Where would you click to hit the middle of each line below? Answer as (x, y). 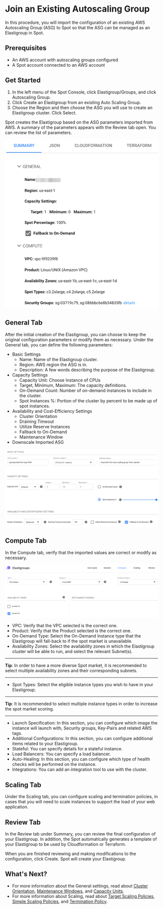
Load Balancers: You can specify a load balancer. (61, 754)
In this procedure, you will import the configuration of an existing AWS (75, 22)
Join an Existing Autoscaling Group (77, 9)
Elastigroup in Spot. (24, 33)
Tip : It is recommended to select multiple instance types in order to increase (81, 704)
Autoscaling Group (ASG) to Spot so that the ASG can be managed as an (78, 27)
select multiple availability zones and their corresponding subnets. (71, 671)
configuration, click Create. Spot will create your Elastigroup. (66, 859)
